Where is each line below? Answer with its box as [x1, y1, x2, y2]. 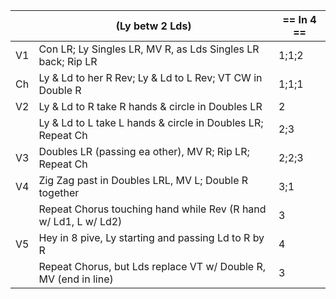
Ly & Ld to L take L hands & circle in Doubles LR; [38, 116, 264, 129]
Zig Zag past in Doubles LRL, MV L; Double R [38, 174, 249, 187]
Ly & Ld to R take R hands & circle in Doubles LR [38, 100, 263, 113]
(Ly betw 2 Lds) [115, 19, 192, 33]
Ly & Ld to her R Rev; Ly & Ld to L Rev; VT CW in [38, 71, 263, 84]
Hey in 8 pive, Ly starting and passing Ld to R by [38, 231, 265, 244]
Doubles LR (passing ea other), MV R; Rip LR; [38, 145, 250, 158]
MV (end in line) [38, 272, 114, 286]
